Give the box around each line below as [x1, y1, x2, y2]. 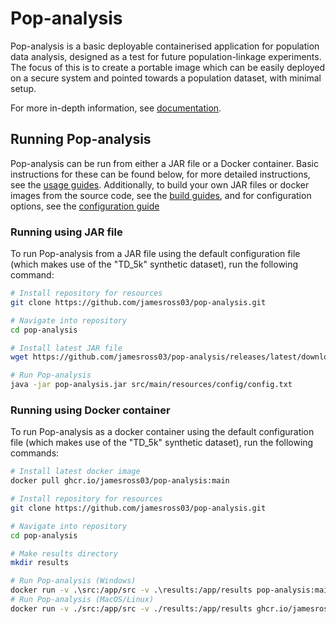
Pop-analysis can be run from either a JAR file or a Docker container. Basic [10, 157, 319, 169]
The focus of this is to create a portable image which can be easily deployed [10, 61, 326, 73]
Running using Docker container [10, 403, 171, 417]
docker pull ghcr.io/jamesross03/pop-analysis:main [10, 476, 230, 486]
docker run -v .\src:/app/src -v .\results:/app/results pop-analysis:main [10, 585, 333, 596]
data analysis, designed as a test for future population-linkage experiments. [10, 50, 322, 62]
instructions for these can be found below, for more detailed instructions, [10, 168, 311, 180]
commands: [10, 447, 60, 459]
